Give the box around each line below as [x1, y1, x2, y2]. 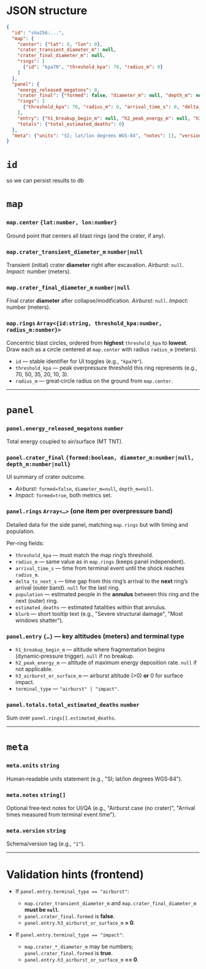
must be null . [24, 906, 60, 914]
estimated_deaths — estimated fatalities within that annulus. [15, 603, 167, 611]
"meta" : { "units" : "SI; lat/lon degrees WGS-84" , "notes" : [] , [12, 133, 177, 139]
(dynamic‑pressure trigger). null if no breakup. [15, 652, 135, 660]
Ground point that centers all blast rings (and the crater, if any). [6, 232, 166, 239]
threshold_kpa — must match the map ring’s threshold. [15, 551, 154, 559]
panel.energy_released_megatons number [6, 425, 124, 432]
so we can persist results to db [6, 177, 85, 184]
